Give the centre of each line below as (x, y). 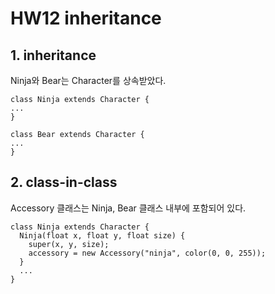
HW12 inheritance (86, 18)
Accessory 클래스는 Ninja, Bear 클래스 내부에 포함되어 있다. (128, 208)
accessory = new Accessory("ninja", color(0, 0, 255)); (147, 253)
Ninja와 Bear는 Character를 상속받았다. (88, 80)
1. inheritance (53, 55)
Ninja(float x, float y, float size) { (102, 235)
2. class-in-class (64, 182)
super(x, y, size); (69, 244)
